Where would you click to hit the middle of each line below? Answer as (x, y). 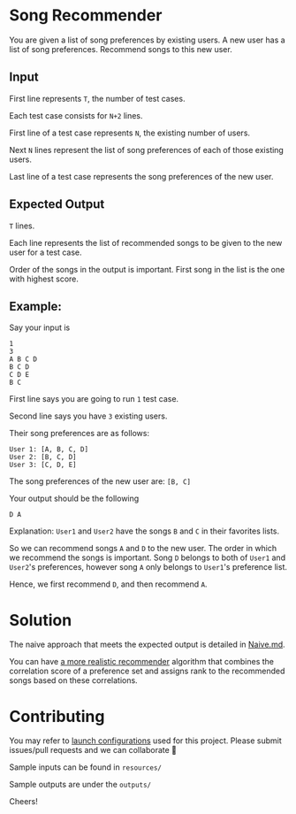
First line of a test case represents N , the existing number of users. (129, 133)
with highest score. (44, 279)
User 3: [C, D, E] (43, 465)
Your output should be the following (74, 499)
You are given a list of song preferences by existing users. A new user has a (147, 40)
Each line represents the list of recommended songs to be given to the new (146, 242)
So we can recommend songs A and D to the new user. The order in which (143, 549)
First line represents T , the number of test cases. (97, 98)
